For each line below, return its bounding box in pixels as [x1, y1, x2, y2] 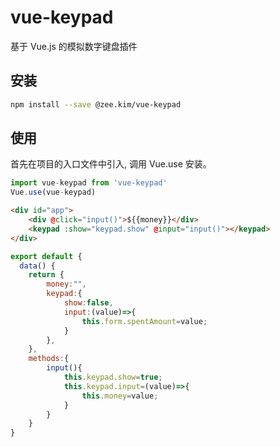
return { [28, 270, 65, 280]
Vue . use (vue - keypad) [10, 187, 97, 198]
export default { [10, 251, 83, 261]
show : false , [63, 298, 114, 308]
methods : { [28, 354, 70, 364]
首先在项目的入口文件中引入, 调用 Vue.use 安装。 [10, 158, 212, 170]
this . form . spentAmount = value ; [81, 316, 208, 326]
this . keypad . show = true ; [63, 372, 163, 383]
